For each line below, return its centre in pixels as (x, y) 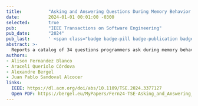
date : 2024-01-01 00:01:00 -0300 (60, 17)
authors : (17, 55)
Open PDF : (23, 94)
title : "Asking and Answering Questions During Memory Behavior (99, 11)
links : (14, 83)
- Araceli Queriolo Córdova (41, 66)
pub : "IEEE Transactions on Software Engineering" (84, 28)
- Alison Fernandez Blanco (39, 61)
